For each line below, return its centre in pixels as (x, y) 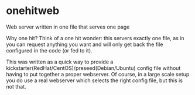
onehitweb (33, 11)
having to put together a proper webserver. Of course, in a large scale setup (98, 74)
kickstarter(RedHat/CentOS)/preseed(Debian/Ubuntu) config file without (93, 68)
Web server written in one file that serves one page (68, 27)
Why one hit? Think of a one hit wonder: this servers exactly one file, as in (95, 38)
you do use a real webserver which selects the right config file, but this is (95, 80)
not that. (16, 86)
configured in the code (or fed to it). (49, 50)
